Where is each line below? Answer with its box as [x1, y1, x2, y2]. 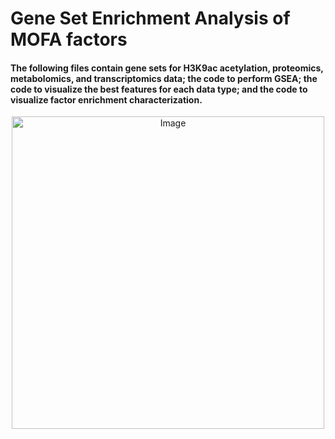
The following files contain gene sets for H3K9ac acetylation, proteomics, [10, 62, 324, 74]
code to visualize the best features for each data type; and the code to [10, 83, 308, 95]
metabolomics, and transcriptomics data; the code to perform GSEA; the [10, 72, 318, 84]
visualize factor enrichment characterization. [10, 93, 203, 106]
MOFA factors [10, 28, 128, 51]
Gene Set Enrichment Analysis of [10, 7, 291, 30]
